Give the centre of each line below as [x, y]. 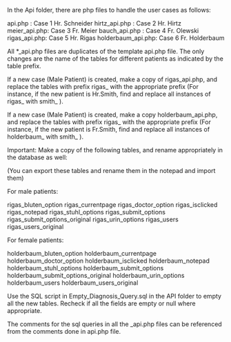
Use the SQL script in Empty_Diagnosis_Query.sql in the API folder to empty [114, 296]
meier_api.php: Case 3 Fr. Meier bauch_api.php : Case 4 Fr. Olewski [103, 31]
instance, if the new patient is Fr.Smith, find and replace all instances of [109, 129]
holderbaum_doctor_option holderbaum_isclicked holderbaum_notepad [109, 261]
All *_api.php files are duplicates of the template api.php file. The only [106, 51]
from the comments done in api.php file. [64, 331]
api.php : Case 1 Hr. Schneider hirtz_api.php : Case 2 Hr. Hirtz [94, 23]
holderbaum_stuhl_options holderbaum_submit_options [86, 268]
